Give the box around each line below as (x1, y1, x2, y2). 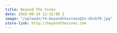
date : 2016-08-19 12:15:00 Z (5, 12, 65, 16)
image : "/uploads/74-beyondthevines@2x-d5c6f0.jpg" (5, 16, 113, 21)
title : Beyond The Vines (5, 7, 56, 12)
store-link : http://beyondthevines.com (5, 20, 87, 26)
